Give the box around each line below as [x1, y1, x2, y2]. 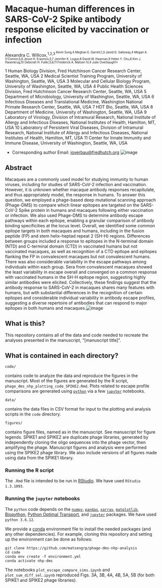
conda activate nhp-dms [5, 558, 53, 563]
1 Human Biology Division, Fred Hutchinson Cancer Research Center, [5, 68, 142, 74]
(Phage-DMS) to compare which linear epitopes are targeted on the [5, 202, 140, 208]
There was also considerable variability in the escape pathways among [5, 259, 147, 265]
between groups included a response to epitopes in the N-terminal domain [5, 238, 154, 244]
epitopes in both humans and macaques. [5, 305, 86, 311]
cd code [5, 550, 21, 555]
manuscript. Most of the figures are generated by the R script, [5, 378, 129, 383]
